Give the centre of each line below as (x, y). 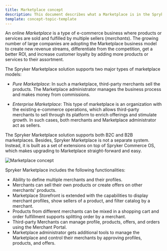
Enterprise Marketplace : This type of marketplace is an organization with (87, 104)
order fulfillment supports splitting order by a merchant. (69, 217)
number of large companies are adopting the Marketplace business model (81, 44)
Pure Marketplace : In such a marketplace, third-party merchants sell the (86, 84)
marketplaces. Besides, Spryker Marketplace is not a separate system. (78, 140)
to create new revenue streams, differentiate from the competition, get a (79, 49)
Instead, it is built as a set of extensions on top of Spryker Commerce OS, (80, 146)
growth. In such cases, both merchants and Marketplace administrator (84, 120)
